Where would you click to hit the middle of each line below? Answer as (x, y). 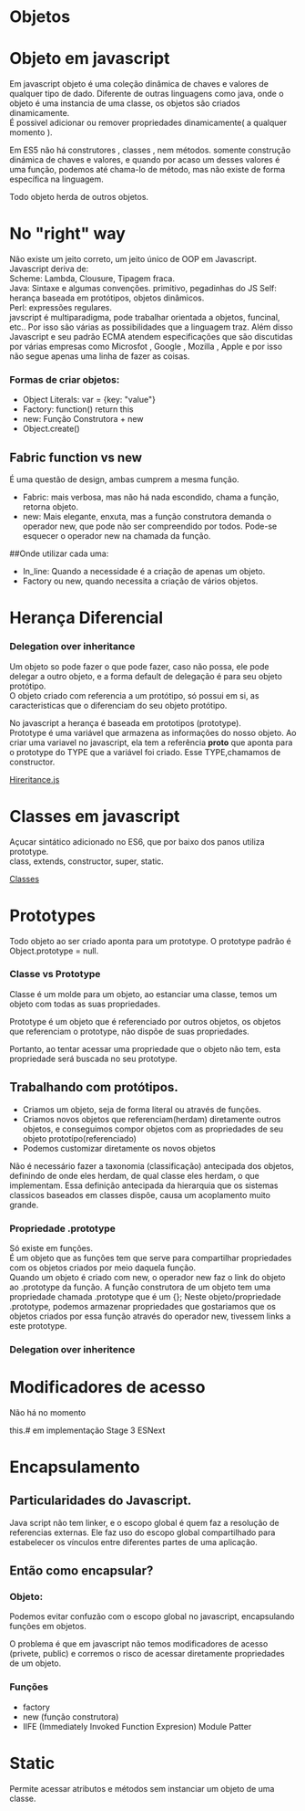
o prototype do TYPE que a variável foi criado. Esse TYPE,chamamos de (145, 752)
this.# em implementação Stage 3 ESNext (87, 1430)
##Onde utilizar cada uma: (59, 553)
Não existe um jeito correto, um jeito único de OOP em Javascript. (133, 259)
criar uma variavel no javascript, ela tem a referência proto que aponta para (151, 742)
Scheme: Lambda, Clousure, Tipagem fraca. (92, 279)
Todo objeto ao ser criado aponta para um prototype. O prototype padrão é (150, 941)
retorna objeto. (51, 507)
